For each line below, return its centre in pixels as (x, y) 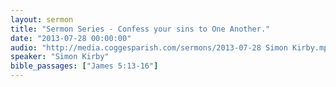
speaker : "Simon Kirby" (60, 57)
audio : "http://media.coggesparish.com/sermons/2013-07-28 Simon (149, 47)
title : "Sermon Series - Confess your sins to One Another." (140, 29)
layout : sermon (42, 19)
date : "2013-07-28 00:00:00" (71, 38)
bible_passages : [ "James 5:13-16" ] (84, 66)
